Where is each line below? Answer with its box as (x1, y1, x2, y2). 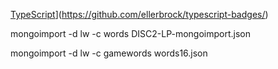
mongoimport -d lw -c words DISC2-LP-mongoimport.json (10, 28, 251, 39)
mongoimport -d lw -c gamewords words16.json (10, 47, 208, 59)
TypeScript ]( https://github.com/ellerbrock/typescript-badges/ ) (10, 9, 269, 20)
